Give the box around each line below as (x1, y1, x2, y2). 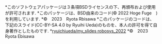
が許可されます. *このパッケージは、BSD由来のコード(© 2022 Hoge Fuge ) (5, 10, 158, 16)
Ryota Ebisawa (5, 33, 35, 39)
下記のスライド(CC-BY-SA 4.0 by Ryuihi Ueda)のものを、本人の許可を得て (5, 22, 153, 28)
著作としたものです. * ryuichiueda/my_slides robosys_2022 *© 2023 (9, 28, 148, 33)
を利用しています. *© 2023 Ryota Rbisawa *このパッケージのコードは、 (5, 16, 154, 22)
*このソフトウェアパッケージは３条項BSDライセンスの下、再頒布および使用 (5, 4, 156, 10)
